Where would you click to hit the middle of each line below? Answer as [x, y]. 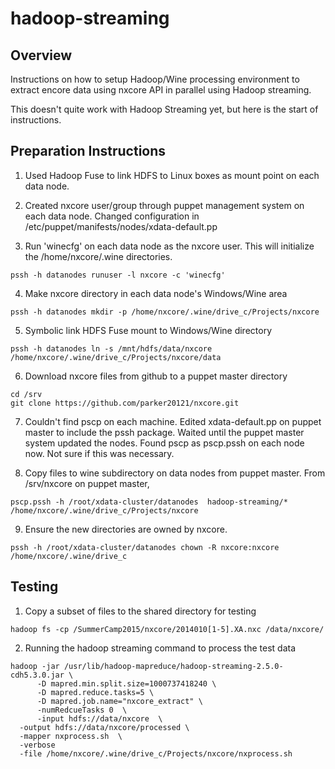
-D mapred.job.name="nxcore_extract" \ [119, 701]
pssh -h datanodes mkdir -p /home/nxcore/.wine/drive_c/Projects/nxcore [165, 312]
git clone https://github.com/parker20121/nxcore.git [125, 403]
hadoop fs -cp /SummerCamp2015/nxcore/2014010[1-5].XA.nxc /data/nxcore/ [167, 629]
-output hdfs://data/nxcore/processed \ [104, 727]
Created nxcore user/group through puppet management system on [164, 205]
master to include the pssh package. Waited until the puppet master [164, 432]
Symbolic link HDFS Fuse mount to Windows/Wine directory [148, 330]
